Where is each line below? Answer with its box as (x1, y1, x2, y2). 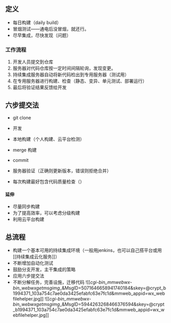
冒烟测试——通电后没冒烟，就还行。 (12, 26, 89, 32)
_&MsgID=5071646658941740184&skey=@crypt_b (59, 285, 166, 291)
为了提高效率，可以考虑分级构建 (12, 210, 80, 216)
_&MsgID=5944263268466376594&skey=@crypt (59, 301, 165, 307)
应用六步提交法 (12, 272, 44, 279)
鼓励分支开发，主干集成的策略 (12, 266, 76, 272)
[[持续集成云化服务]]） (12, 253, 60, 260)
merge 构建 (12, 147, 37, 153)
